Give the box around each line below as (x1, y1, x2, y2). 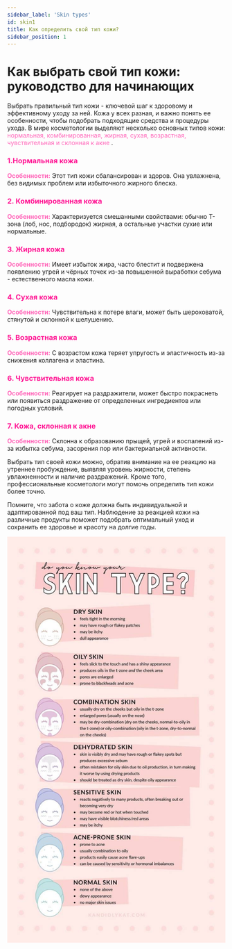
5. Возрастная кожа (7, 333, 78, 343)
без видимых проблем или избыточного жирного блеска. (7, 179, 178, 188)
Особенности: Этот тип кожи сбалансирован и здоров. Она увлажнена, (7, 172, 222, 180)
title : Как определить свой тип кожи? (7, 26, 119, 33)
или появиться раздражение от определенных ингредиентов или (7, 396, 202, 404)
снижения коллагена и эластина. (7, 356, 105, 364)
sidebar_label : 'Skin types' (7, 11, 91, 18)
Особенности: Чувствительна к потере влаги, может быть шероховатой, (7, 308, 224, 316)
